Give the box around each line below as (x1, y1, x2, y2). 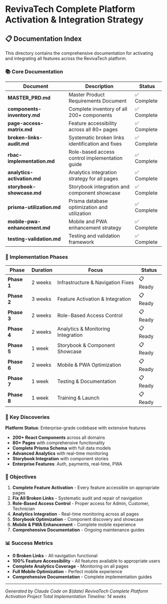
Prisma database (69, 198, 108, 204)
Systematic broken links (69, 134, 124, 141)
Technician (12, 506, 35, 512)
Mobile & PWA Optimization (57, 362, 122, 369)
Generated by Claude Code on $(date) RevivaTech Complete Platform (5, 588, 148, 594)
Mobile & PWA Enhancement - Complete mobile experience (12, 521, 136, 528)
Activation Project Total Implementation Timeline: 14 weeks (5, 594, 126, 600)
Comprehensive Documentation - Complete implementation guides (12, 574, 153, 580)
